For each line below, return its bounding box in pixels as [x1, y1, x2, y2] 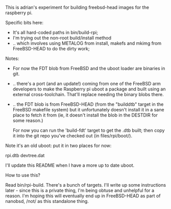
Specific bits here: [5, 20, 44, 25]
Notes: [5, 55, 19, 62]
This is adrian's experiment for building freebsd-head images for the [5, 5, 150, 10]
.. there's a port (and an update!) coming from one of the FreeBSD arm [12, 81, 161, 86]
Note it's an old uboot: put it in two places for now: [5, 142, 112, 148]
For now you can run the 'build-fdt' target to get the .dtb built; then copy [12, 127, 165, 133]
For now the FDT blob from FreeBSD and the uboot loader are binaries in [12, 66, 165, 71]
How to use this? [5, 172, 41, 178]
